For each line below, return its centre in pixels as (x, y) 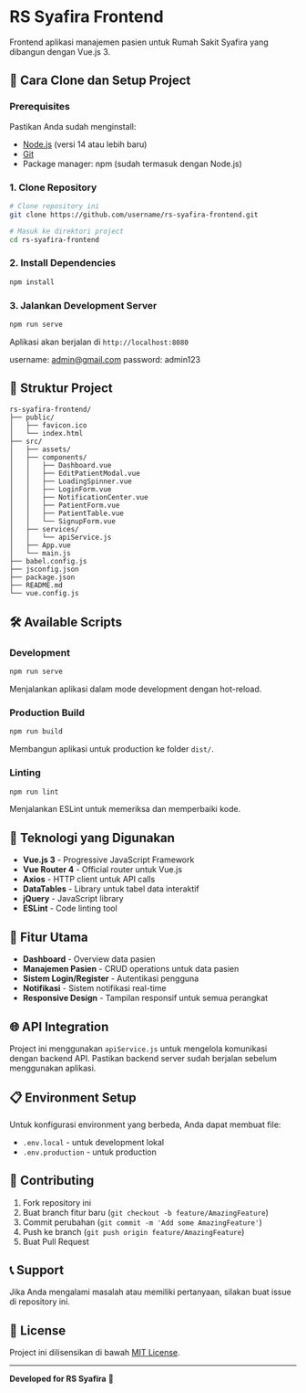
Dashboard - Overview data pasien (89, 959)
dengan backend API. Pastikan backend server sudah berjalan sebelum (143, 1058)
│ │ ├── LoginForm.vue (61, 489)
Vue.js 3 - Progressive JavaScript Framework (108, 860)
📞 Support (37, 1270)
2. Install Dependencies (63, 263)
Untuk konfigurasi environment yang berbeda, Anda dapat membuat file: (145, 1124)
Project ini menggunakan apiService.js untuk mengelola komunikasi (138, 1049)
